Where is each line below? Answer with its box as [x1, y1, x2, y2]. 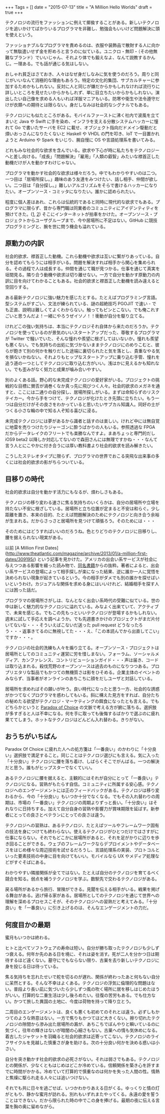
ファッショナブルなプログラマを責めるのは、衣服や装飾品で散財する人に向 [5, 42, 156, 48]
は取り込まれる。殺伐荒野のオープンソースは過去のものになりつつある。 [5, 663, 151, 669]
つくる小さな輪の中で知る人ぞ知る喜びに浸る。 [5, 408, 100, 413]
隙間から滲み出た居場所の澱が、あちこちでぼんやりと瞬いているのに [22, 1021, 160, 1027]
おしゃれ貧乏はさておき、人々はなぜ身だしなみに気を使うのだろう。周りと [5, 71, 155, 77]
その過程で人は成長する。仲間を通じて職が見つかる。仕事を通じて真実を [13, 265, 160, 271]
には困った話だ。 [5, 587, 40, 593]
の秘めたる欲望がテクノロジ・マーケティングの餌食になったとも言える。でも [5, 698, 160, 704]
